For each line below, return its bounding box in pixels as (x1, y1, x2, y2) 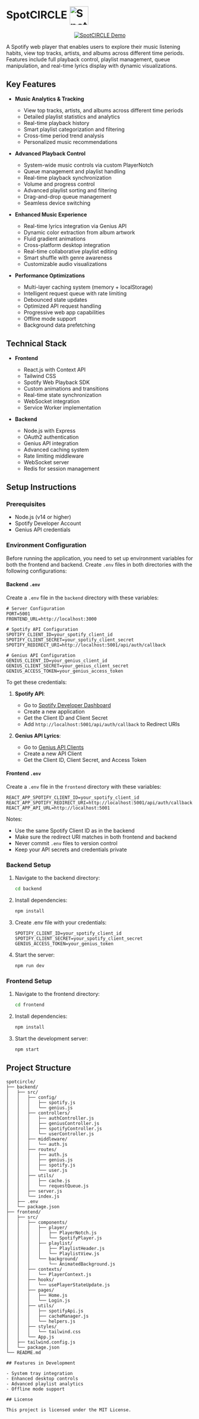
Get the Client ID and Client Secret (23, 714, 108, 721)
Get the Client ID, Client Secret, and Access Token (23, 756, 147, 763)
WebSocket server (23, 458, 70, 465)
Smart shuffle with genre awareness (23, 254, 113, 261)
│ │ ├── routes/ (6, 1146, 58, 1152)
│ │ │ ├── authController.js (6, 1115, 94, 1121)
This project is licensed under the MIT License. (6, 1407, 132, 1413)
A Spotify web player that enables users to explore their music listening (6, 43, 181, 50)
